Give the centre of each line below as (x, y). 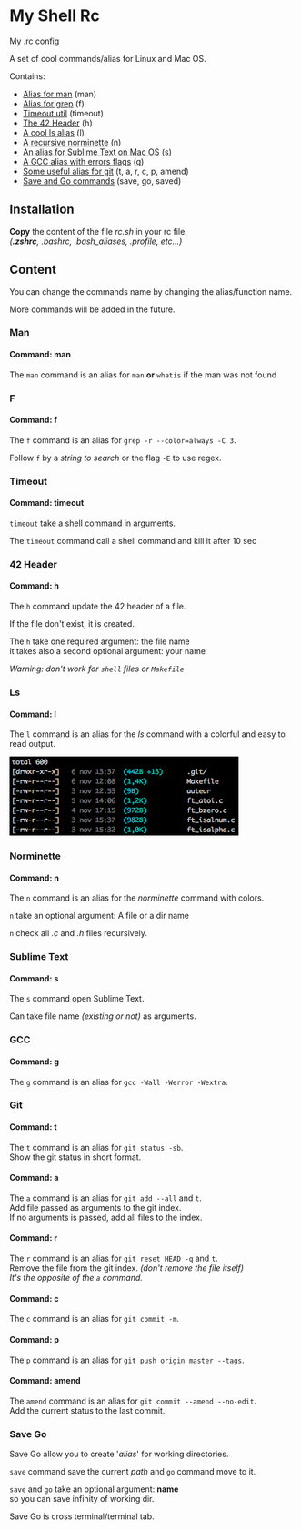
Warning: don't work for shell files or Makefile (97, 669)
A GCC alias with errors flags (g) (83, 161)
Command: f (33, 420)
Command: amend (45, 1381)
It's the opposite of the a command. (76, 1278)
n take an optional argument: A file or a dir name (99, 916)
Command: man (40, 355)
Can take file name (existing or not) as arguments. (103, 1016)
